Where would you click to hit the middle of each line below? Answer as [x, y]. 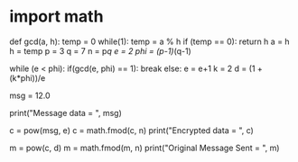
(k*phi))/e [28, 77]
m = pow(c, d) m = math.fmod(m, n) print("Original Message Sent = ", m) [144, 148]
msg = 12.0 [30, 95]
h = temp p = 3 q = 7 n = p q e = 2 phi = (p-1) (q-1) [100, 50]
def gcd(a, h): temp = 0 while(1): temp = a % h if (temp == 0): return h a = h [150, 41]
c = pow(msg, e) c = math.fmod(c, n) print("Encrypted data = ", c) [132, 130]
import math [56, 17]
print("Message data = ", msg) [65, 112]
